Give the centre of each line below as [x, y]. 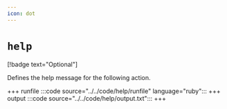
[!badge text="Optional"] [43, 64]
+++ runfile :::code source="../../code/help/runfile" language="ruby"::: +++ [114, 91]
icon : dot [21, 13]
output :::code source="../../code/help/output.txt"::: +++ [87, 98]
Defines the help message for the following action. [79, 77]
